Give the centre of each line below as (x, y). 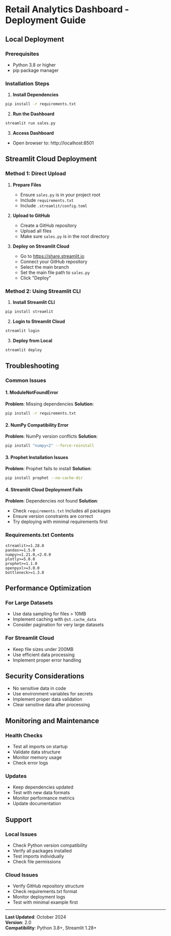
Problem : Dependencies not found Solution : (52, 501)
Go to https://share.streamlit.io (52, 256)
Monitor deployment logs (39, 897)
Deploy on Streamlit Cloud (41, 246)
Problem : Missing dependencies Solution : (50, 404)
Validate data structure (36, 752)
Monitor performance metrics (44, 798)
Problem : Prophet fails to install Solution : (49, 469)
